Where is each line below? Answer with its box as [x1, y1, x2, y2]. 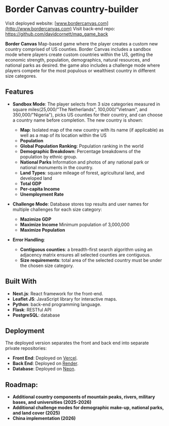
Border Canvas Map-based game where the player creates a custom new [5, 40, 158, 46]
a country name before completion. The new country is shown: [12, 117, 143, 123]
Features [5, 87, 34, 96]
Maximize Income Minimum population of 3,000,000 [20, 221, 130, 228]
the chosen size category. [20, 262, 74, 269]
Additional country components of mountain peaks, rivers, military [12, 394, 155, 400]
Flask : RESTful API [12, 306, 52, 312]
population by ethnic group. [20, 153, 77, 159]
